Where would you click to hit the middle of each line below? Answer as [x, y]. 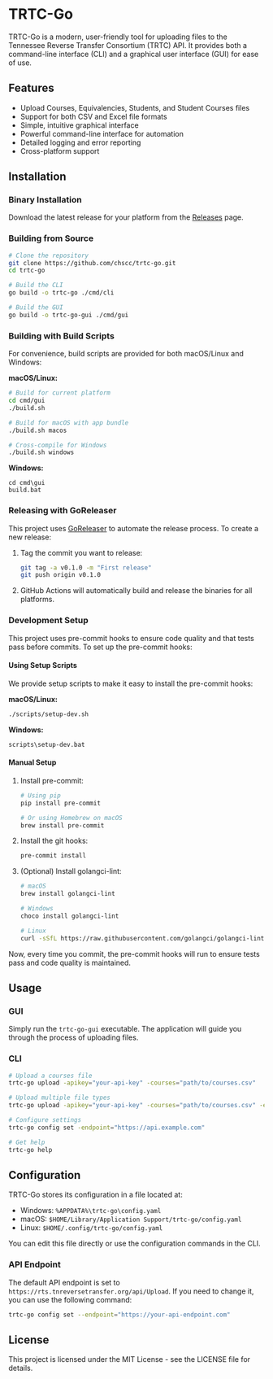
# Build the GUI [36, 308]
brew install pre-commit [62, 825]
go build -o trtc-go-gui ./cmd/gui [69, 315]
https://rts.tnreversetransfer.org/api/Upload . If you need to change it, [131, 1291]
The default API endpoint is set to [64, 1282]
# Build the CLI [36, 286]
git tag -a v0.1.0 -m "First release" [86, 567]
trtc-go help [30, 1150]
